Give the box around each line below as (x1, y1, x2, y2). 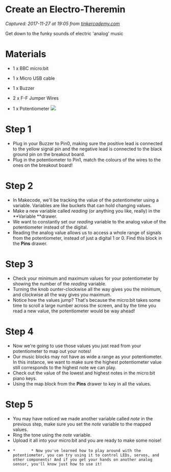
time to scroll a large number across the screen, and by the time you (12, 302, 157, 308)
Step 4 (5, 326, 34, 337)
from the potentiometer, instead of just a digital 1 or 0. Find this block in (12, 235, 162, 241)
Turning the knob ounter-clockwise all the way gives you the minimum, (12, 286, 162, 292)
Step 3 (5, 258, 34, 269)
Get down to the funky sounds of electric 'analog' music (5, 30, 124, 36)
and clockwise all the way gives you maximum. (12, 291, 111, 298)
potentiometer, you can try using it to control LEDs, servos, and (12, 453, 159, 458)
